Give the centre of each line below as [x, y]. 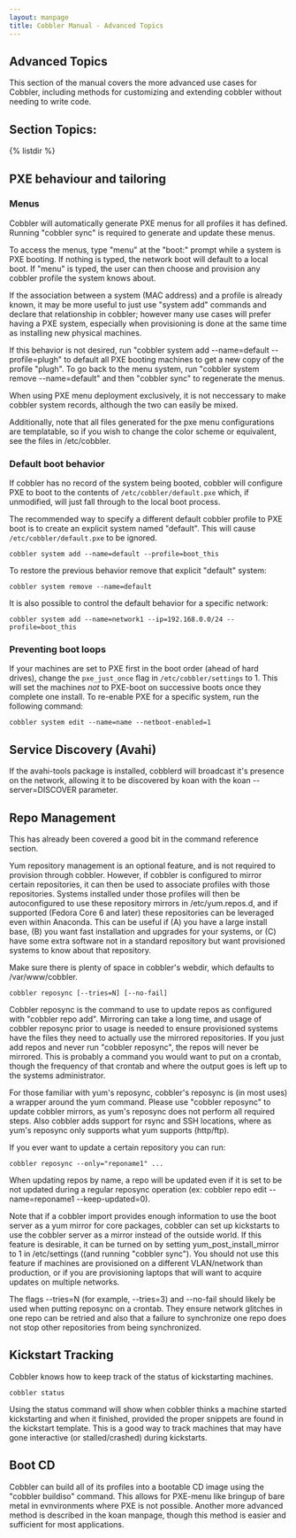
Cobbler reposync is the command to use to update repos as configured [140, 1010]
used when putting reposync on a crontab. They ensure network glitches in [146, 1309]
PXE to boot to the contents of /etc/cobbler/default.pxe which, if [129, 493]
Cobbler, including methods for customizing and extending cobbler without [146, 92]
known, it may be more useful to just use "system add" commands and [138, 304]
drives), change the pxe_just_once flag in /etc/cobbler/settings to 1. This [144, 678]
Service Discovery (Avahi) [83, 750]
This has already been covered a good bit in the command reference [134, 839]
